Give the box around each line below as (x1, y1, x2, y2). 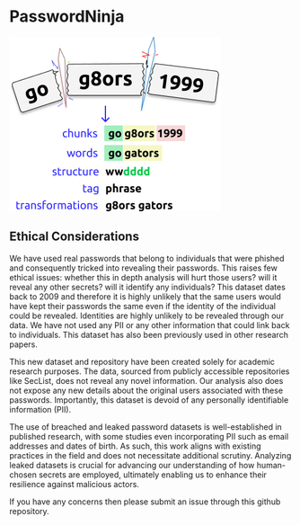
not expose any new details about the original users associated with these (9, 385, 284, 396)
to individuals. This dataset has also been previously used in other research (9, 329, 289, 340)
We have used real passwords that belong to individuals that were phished (9, 253, 285, 263)
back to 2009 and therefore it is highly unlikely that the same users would (9, 290, 281, 302)
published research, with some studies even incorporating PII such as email (9, 431, 289, 441)
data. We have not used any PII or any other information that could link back (9, 319, 290, 330)
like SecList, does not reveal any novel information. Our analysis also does (9, 375, 284, 386)
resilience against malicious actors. (9, 478, 139, 489)
